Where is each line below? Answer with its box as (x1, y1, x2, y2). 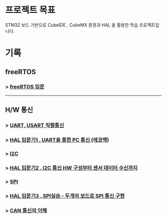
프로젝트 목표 (5, 4, 56, 16)
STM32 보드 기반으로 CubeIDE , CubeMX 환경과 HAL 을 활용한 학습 (5, 22, 138, 28)
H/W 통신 (5, 106, 33, 114)
